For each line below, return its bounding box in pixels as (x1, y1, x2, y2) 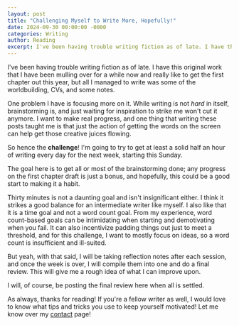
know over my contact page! (7, 310, 91, 318)
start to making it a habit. (7, 180, 80, 188)
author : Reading (7, 37, 55, 44)
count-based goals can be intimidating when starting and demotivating (7, 216, 216, 224)
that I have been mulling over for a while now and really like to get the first (7, 70, 224, 79)
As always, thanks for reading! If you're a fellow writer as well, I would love (7, 295, 226, 303)
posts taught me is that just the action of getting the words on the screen (7, 122, 221, 130)
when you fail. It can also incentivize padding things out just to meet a (7, 224, 212, 231)
